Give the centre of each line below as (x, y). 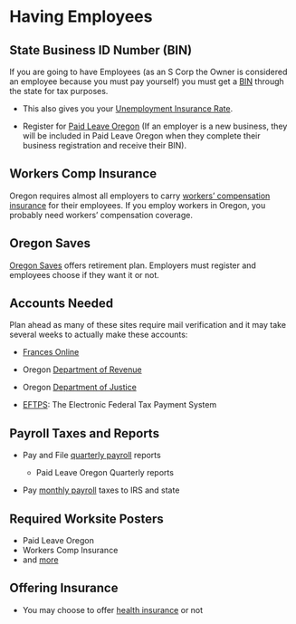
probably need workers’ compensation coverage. (101, 215)
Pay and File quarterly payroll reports (91, 456)
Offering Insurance (64, 588)
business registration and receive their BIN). (105, 145)
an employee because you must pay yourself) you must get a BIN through (147, 82)
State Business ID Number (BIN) (101, 50)
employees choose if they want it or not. (85, 274)
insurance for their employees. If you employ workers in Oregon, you (138, 205)
